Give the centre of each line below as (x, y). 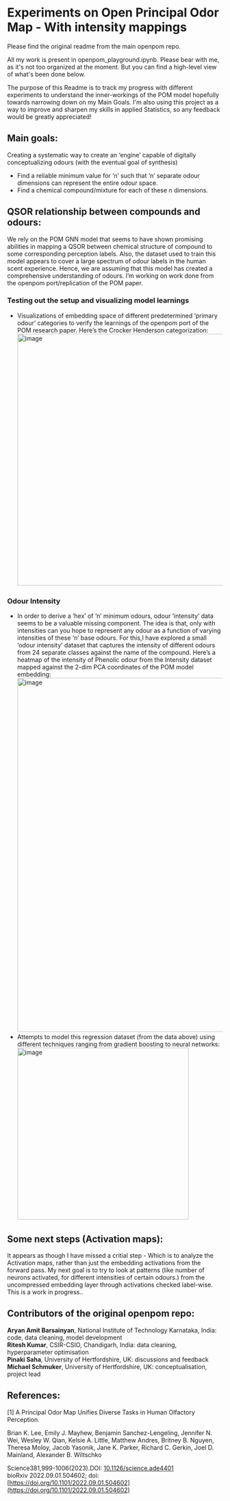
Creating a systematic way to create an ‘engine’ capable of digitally (102, 155)
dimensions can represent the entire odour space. (88, 183)
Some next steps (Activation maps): (85, 1239)
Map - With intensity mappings (97, 27)
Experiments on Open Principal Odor (113, 13)
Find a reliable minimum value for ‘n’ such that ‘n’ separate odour (108, 175)
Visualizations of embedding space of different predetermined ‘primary (117, 315)
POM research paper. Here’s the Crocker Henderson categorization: (113, 330)
